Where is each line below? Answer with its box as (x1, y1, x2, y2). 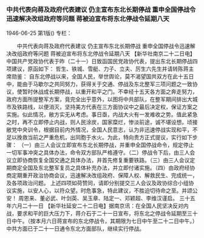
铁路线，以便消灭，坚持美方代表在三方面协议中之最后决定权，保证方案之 (16, 103, 198, 111)
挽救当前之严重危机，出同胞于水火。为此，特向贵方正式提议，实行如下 (16, 134, 192, 141)
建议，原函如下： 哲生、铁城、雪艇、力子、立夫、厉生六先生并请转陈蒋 (11, 65, 189, 72)
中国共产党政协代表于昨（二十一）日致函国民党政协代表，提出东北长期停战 (6, 58, 192, 65)
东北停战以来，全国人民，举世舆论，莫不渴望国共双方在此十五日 (34, 73, 194, 80)
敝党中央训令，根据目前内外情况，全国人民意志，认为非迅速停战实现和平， (6, 126, 192, 133)
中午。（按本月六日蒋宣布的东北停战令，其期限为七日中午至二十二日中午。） (11, 217, 198, 225)
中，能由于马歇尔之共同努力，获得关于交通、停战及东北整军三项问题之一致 (6, 80, 192, 88)
